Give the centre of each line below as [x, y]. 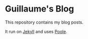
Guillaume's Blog [40, 9]
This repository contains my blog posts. [44, 22]
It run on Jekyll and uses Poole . [36, 31]
